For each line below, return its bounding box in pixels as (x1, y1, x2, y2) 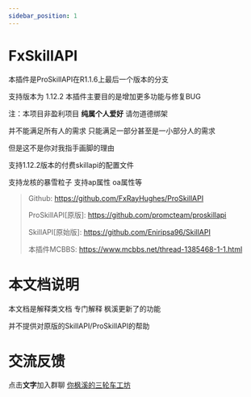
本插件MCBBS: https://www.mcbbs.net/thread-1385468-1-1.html (27, 244, 243, 254)
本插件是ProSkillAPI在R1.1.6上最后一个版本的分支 (8, 74, 169, 84)
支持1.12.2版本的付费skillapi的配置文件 (8, 160, 135, 169)
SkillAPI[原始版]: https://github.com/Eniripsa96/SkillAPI (27, 227, 211, 236)
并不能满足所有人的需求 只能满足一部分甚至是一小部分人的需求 (8, 126, 215, 136)
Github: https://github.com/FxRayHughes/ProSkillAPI (27, 193, 204, 203)
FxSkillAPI (8, 46, 78, 65)
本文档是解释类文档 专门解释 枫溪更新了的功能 (8, 303, 161, 313)
